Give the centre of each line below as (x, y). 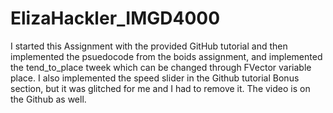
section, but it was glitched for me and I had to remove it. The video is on (160, 88)
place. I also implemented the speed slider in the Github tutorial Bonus (155, 78)
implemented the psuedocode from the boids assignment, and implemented (166, 56)
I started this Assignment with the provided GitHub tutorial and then (149, 46)
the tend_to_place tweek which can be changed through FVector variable (161, 67)
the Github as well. (48, 99)
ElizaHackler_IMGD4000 (115, 18)
